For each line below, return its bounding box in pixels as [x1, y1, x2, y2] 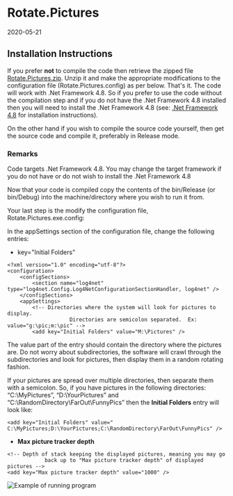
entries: [7, 235, 29, 243]
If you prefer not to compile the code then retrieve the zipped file [7, 66, 193, 74]
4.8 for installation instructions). [7, 110, 99, 119]
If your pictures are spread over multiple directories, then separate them [7, 377, 214, 385]
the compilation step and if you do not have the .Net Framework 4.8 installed [7, 96, 227, 104]
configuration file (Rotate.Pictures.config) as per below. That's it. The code [7, 81, 221, 90]
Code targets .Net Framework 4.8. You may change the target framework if [7, 165, 222, 173]
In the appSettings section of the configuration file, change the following [7, 227, 215, 235]
